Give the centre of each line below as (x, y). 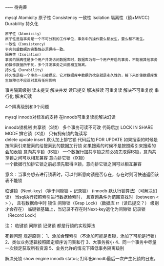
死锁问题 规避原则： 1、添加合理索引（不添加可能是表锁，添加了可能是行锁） (82, 236)
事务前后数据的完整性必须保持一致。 (36, 49)
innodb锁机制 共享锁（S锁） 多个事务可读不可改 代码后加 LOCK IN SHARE (79, 127)
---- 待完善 (16, 7)
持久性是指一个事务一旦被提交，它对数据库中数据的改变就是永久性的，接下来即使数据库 (80, 75)
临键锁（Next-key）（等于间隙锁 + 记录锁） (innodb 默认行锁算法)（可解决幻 (81, 191)
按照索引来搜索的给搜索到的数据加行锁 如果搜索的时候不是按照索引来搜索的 (81, 146)
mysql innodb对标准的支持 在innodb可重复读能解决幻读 (61, 117)
